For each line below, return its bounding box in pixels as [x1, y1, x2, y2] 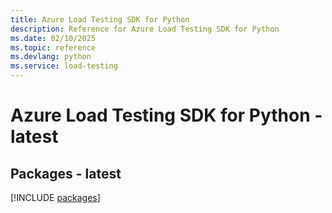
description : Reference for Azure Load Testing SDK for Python [10, 24, 280, 34]
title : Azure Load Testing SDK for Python [10, 14, 190, 25]
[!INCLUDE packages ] [10, 192, 101, 203]
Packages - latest [10, 165, 122, 182]
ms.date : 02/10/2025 [10, 33, 97, 43]
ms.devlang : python [10, 52, 92, 62]
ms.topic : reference [10, 42, 97, 53]
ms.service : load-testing [10, 61, 118, 71]
